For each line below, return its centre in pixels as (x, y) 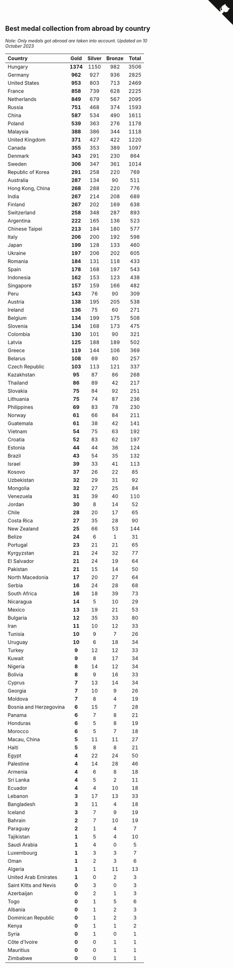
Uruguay (18, 642)
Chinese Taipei (25, 228)
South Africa (22, 593)
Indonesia (19, 277)
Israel (14, 464)
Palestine (18, 764)
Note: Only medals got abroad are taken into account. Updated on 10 (76, 40)
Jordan (16, 504)
